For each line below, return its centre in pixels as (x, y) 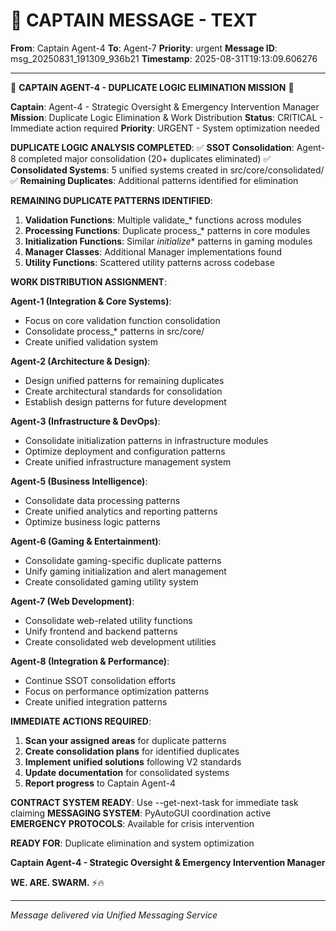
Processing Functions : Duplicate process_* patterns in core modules (167, 230)
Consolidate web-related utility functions (108, 620)
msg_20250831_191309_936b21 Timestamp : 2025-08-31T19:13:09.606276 (164, 58)
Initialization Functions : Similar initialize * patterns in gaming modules (168, 241)
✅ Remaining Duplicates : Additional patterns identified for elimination (154, 180)
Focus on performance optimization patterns (117, 691)
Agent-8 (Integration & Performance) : (90, 661)
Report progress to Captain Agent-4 (100, 783)
